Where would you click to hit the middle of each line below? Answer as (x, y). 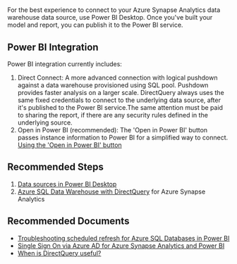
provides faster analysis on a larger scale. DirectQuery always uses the (121, 93)
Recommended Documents (68, 221)
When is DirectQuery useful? (59, 253)
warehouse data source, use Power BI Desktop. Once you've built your (110, 18)
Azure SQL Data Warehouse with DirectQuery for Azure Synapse (111, 191)
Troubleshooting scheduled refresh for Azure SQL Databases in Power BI (123, 238)
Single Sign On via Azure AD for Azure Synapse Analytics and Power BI (121, 246)
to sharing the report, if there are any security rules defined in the (113, 115)
